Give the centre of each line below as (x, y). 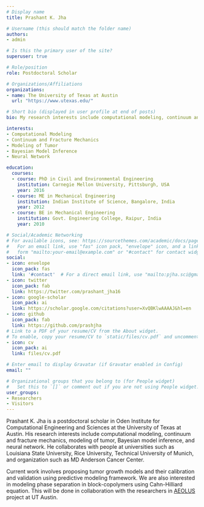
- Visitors (20, 404)
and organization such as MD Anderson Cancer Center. (75, 460)
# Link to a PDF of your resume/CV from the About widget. (83, 331)
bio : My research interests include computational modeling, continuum (99, 118)
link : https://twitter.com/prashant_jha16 (66, 291)
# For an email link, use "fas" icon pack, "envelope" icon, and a (96, 247)
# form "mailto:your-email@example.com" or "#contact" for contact (96, 252)
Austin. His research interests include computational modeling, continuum (99, 434)
